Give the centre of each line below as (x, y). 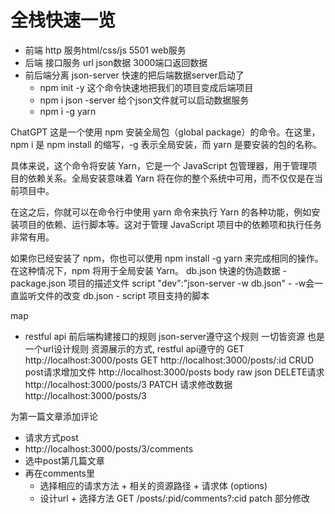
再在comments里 (59, 473)
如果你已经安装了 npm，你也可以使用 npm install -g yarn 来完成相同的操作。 (167, 258)
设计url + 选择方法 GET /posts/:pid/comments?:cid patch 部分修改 (175, 498)
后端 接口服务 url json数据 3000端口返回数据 (116, 62)
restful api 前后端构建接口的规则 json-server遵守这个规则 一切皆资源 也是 (174, 336)
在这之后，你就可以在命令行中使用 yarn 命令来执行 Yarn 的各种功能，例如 (161, 212)
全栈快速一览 (63, 20)
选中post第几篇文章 (64, 460)
